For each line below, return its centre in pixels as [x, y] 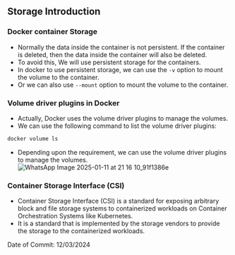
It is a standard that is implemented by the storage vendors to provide [119, 224]
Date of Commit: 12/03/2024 [49, 245]
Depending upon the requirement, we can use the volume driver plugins [122, 152]
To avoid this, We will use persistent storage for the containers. [109, 62]
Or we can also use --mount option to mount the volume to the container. [123, 85]
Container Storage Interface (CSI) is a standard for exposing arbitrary [118, 201]
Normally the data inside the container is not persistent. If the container [121, 47]
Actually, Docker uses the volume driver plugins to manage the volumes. [122, 118]
